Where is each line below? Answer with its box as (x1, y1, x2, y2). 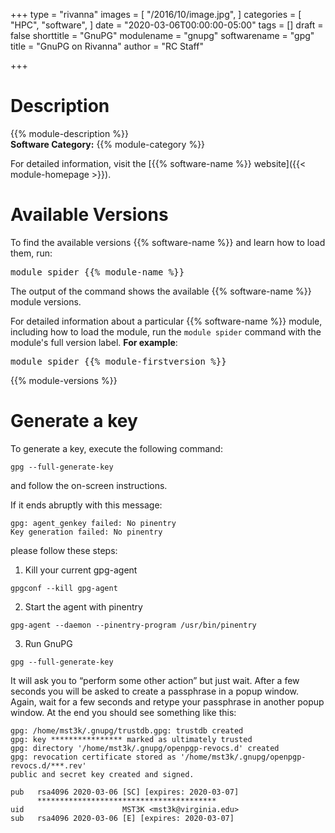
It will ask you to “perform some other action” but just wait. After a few (10, 674, 300, 686)
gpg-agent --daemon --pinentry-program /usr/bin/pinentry (10, 620, 257, 630)
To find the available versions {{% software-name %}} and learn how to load (10, 236, 326, 248)
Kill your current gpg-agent (24, 564, 138, 576)
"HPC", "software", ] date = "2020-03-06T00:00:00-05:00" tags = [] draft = (10, 19, 324, 31)
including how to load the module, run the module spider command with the (10, 325, 322, 338)
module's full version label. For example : (10, 336, 178, 348)
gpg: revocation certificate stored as (10, 752, 177, 762)
